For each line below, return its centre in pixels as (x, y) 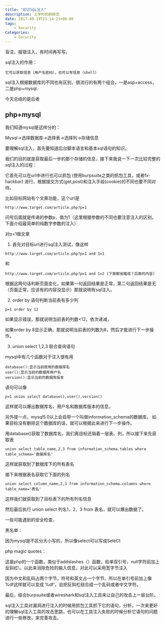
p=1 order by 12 (22, 309)
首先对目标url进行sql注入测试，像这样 (50, 244)
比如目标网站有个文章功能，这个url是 (42, 198)
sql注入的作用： (21, 62)
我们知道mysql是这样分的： (33, 127)
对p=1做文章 (17, 234)
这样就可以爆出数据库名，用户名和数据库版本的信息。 (59, 406)
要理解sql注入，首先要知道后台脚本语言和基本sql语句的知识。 (67, 148)
